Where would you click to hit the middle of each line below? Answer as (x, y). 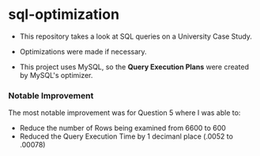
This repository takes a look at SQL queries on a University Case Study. (136, 36)
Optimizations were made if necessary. (83, 51)
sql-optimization (64, 15)
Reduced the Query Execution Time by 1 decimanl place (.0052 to (126, 136)
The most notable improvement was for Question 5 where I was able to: (124, 113)
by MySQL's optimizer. (56, 75)
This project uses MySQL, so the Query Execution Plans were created (134, 67)
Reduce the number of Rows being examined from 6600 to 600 (123, 128)
